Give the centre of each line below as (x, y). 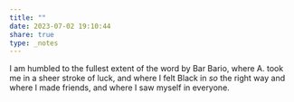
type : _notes (34, 43)
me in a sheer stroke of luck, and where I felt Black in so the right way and (147, 79)
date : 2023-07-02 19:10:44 (60, 26)
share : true (32, 34)
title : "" (28, 18)
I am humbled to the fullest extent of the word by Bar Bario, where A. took (147, 69)
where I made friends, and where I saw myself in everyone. (120, 88)
